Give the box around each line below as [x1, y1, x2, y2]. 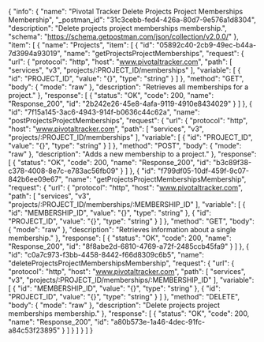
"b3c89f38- [212, 158, 252, 167]
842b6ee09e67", [8, 175, 64, 184]
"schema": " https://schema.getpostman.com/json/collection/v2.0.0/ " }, [8, 32, 239, 41]
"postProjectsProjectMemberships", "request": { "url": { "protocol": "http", [8, 116, 248, 125]
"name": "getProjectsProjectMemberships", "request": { [63, 49, 244, 58]
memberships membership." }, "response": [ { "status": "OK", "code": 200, [8, 309, 250, 318]
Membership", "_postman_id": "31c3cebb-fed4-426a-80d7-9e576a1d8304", [8, 15, 256, 24]
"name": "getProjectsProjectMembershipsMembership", [65, 175, 247, 184]
